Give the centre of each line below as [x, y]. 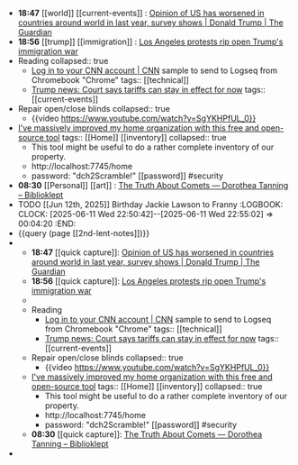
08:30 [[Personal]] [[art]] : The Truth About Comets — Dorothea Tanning [153, 185]
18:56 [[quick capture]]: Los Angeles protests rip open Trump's [149, 281]
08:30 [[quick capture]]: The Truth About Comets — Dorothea [147, 434]
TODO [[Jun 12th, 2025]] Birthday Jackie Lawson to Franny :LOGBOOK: [150, 205]
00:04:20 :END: [47, 223]
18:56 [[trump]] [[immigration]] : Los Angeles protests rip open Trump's [150, 41]
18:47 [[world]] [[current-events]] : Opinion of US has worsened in [141, 13]
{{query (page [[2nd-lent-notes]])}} [84, 233]
